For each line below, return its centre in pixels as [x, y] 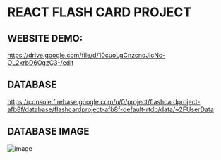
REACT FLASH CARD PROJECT [100, 12]
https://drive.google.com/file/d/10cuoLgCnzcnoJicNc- [86, 55]
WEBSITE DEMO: [45, 38]
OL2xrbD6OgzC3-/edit [41, 63]
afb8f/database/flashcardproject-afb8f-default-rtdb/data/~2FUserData [110, 109]
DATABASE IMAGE [48, 131]
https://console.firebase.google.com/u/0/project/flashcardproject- [104, 101]
